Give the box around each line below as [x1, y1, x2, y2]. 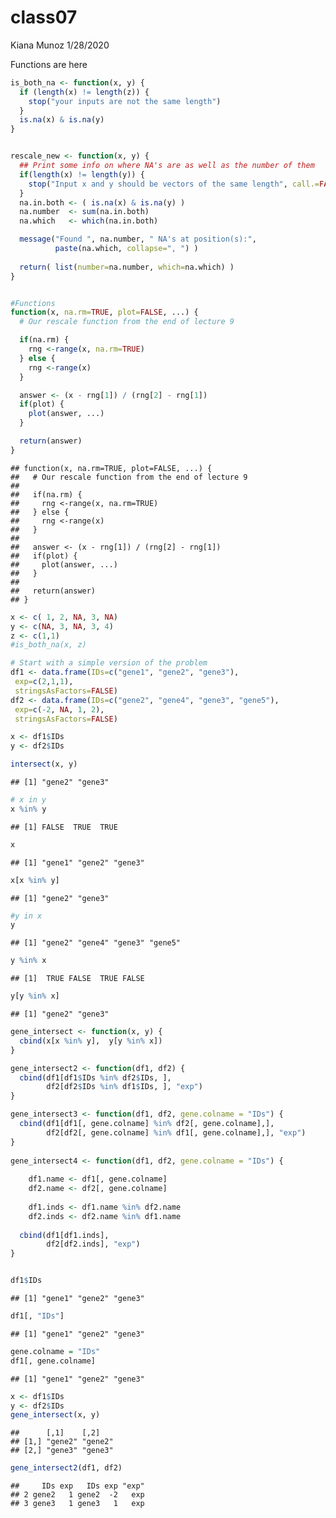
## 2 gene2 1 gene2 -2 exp [10, 1490, 145, 1500]
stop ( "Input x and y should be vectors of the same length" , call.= [28, 179, 320, 189]
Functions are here [10, 58, 88, 70]
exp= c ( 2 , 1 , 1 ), [14, 677, 74, 687]
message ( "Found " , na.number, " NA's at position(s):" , [19, 234, 257, 245]
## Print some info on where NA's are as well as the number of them [19, 161, 315, 171]
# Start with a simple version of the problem [10, 658, 208, 668]
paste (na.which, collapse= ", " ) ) [54, 244, 199, 254]
